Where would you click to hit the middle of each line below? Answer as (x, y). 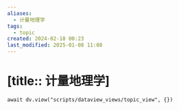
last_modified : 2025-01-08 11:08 (55, 45)
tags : (15, 26)
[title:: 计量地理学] (58, 81)
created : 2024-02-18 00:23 (46, 39)
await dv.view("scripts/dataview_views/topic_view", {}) (90, 100)
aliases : (20, 13)
